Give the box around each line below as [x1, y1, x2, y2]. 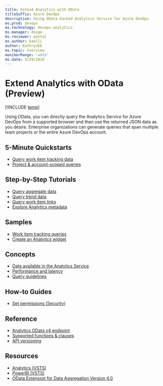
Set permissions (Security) [12, 300, 66, 307]
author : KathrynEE [5, 43, 42, 48]
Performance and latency [12, 268, 63, 274]
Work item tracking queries [12, 231, 67, 237]
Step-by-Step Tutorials [5, 176, 76, 184]
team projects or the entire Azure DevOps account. [5, 129, 107, 135]
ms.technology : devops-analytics [5, 25, 73, 30]
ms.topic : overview [5, 48, 45, 53]
